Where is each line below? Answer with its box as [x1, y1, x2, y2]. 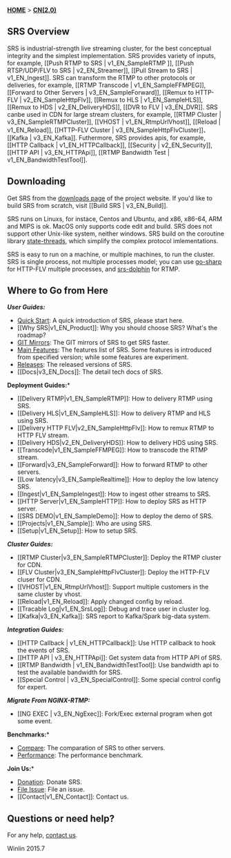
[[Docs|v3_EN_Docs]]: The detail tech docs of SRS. [17, 368, 163, 376]
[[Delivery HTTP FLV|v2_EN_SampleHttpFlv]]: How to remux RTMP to [17, 424, 214, 432]
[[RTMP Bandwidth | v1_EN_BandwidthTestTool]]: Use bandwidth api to [17, 661, 219, 669]
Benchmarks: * [7, 730, 50, 738]
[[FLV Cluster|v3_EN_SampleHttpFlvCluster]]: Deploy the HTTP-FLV [17, 568, 210, 576]
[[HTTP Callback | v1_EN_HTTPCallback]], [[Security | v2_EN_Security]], [7, 141, 212, 149]
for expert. [17, 683, 48, 692]
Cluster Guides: [7, 540, 53, 549]
